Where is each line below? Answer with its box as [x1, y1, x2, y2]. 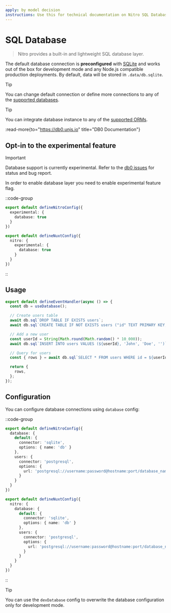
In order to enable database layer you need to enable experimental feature [5, 180, 161, 186]
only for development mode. [5, 602, 65, 608]
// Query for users [10, 350, 51, 356]
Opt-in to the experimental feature [5, 141, 116, 150]
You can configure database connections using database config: [5, 406, 140, 412]
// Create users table [10, 313, 58, 318]
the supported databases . [5, 97, 60, 103]
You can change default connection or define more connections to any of [5, 91, 159, 97]
